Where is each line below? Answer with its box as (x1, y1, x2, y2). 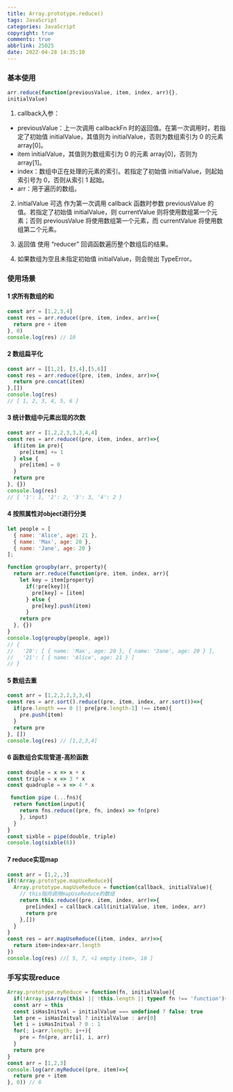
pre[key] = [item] (32, 589, 85, 596)
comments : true (7, 36, 51, 43)
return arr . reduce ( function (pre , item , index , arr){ (13, 570, 169, 578)
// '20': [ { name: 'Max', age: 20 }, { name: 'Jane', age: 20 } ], (7, 648, 216, 655)
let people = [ (7, 525, 51, 532)
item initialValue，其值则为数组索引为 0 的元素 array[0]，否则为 (17, 150, 198, 158)
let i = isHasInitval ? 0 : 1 (13, 1021, 101, 1028)
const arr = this (13, 1001, 64, 1009)
